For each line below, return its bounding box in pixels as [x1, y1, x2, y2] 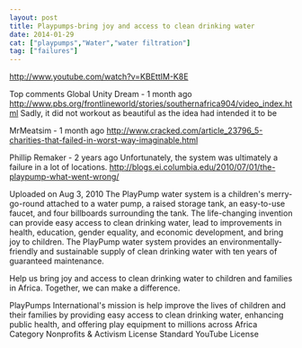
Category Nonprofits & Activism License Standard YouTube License [9, 329, 259, 340]
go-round [9, 199, 45, 210]
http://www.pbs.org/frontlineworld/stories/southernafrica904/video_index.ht [9, 98, 293, 109]
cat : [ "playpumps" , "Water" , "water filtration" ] [9, 38, 191, 48]
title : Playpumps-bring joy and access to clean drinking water [9, 22, 255, 31]
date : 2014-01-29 [9, 30, 75, 39]
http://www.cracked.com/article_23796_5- [106, 125, 263, 136]
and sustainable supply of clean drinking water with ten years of [40, 246, 278, 257]
